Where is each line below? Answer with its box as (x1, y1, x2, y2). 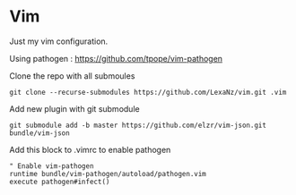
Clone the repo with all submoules (9, 70, 135, 81)
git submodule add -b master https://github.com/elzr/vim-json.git (9, 121, 267, 130)
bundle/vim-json (9, 128, 70, 138)
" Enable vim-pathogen (9, 161, 94, 171)
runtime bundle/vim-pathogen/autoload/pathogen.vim (9, 169, 206, 178)
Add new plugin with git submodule (9, 103, 141, 114)
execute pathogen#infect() (9, 177, 110, 186)
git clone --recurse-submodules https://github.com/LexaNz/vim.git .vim (9, 88, 287, 97)
